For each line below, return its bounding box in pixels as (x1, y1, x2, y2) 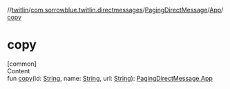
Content (7, 66, 30, 75)
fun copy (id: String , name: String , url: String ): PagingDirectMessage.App (7, 74, 213, 82)
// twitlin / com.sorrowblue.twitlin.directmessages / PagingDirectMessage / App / (7, 6, 224, 14)
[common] (7, 60, 37, 68)
